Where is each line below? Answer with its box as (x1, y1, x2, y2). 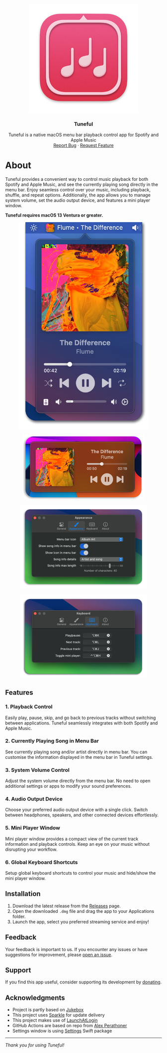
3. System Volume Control (5, 766, 70, 773)
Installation (5, 890, 41, 898)
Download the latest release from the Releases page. (12, 903, 121, 909)
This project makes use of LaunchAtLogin (12, 1017, 98, 1023)
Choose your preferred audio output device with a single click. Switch (5, 807, 148, 813)
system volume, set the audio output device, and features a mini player (5, 197, 151, 203)
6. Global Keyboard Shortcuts (5, 859, 78, 866)
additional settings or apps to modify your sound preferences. (5, 783, 132, 789)
